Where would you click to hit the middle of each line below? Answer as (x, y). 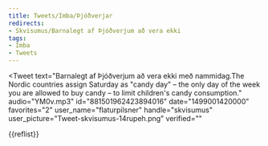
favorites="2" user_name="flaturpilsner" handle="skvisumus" (110, 110)
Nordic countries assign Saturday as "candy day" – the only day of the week (134, 84)
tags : (17, 38)
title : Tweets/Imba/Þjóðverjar (61, 16)
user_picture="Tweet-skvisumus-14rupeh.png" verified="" (105, 118)
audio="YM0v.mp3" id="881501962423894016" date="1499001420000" (129, 101)
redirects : (26, 23)
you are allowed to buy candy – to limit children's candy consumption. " (125, 93)
